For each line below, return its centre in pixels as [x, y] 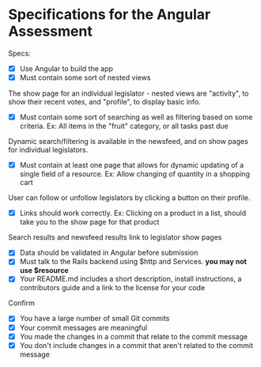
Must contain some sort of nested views [85, 78]
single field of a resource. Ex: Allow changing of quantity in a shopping [135, 174]
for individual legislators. [48, 150]
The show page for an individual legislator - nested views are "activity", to [129, 93]
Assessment [50, 31]
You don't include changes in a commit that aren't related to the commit [136, 345]
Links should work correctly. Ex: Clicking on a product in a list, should [133, 213]
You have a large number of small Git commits [95, 319]
